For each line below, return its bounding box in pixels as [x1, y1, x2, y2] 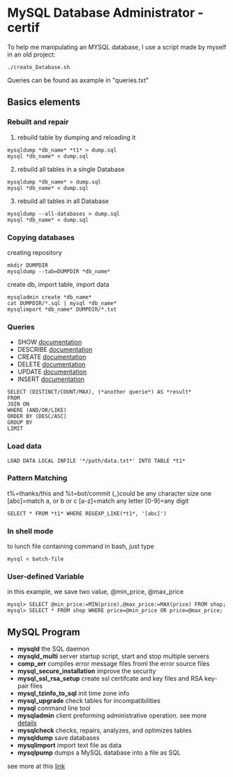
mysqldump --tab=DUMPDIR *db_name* [7, 267, 111, 275]
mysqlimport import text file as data [17, 741, 122, 750]
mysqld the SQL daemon [17, 644, 90, 653]
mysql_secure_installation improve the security [17, 667, 156, 675]
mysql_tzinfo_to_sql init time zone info [17, 689, 130, 697]
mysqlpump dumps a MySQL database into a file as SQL [17, 748, 181, 757]
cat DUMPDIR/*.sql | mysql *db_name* [7, 299, 117, 306]
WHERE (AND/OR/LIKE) [7, 407, 68, 414]
